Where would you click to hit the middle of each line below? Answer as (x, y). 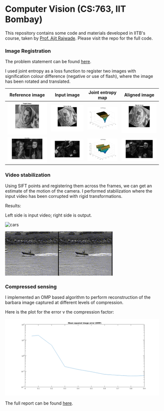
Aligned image (139, 95)
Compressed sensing (31, 287)
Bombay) (24, 19)
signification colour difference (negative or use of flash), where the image (79, 76)
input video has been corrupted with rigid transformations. (64, 196)
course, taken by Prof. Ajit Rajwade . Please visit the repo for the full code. (79, 38)
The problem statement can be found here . (48, 62)
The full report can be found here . (39, 403)
